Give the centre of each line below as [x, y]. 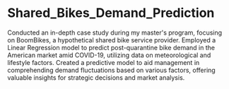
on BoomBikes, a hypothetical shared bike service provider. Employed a [112, 40]
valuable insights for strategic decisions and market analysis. [96, 77]
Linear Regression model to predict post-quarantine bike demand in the [111, 47]
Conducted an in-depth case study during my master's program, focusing [115, 32]
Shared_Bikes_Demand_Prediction [111, 13]
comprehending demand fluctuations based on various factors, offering [111, 70]
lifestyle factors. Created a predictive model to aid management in [104, 62]
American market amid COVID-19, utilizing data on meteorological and [109, 55]
